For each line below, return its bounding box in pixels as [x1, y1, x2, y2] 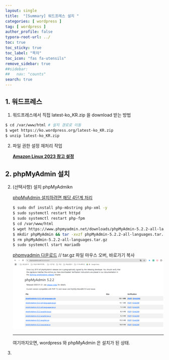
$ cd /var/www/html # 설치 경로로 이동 [5, 122, 81, 128]
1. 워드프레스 [5, 98, 42, 106]
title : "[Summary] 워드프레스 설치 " [5, 13, 79, 19]
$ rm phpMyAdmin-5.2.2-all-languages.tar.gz [12, 237, 108, 242]
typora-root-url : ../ [5, 35, 51, 40]
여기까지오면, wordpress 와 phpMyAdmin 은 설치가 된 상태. [12, 340, 130, 346]
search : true [5, 77, 33, 82]
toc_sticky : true [5, 45, 42, 50]
